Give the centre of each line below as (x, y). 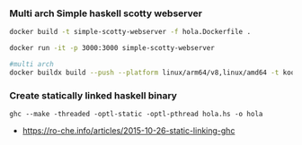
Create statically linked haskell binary (93, 95)
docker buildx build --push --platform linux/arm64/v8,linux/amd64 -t (144, 72)
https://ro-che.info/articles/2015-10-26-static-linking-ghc (129, 131)
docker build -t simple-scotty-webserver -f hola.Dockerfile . (130, 32)
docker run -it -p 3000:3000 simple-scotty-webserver (112, 48)
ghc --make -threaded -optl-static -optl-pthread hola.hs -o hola (136, 115)
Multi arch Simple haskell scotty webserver (106, 13)
